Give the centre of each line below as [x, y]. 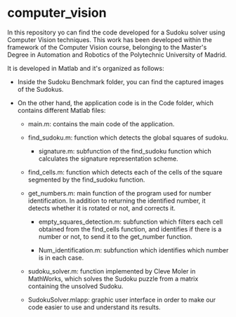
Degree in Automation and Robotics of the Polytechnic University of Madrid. [117, 55]
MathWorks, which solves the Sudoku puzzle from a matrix [113, 278]
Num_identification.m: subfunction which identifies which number [133, 250]
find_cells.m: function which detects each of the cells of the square [125, 172]
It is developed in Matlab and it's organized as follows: [86, 68]
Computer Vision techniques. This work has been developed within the [110, 39]
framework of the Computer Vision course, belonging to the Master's [107, 47]
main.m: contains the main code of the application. [101, 123]
